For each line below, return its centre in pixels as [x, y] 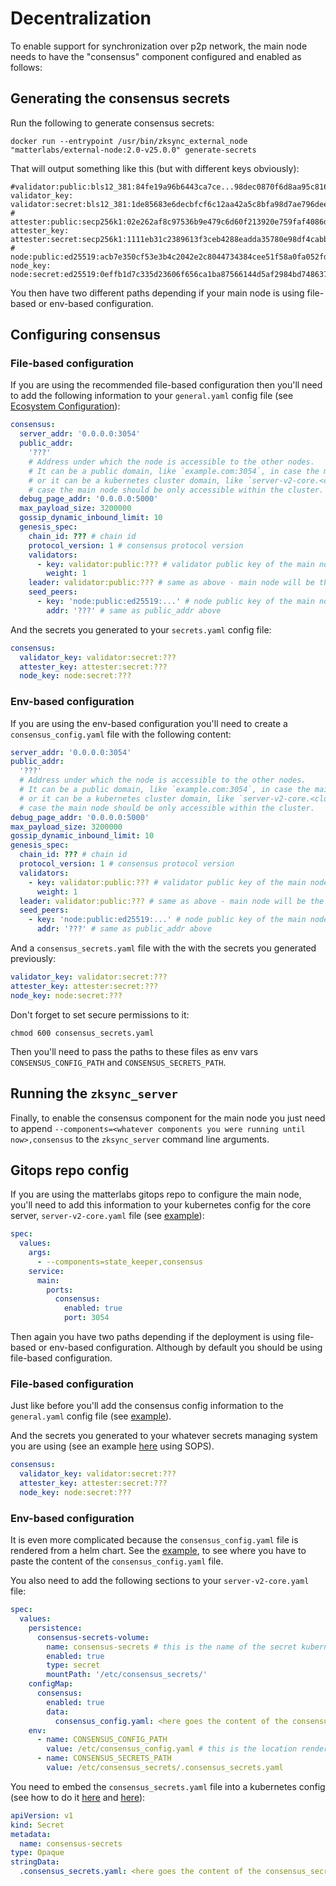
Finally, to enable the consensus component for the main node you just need [168, 1118]
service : [46, 1271]
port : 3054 [86, 1318]
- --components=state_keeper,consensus [119, 1262]
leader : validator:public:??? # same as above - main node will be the [172, 901]
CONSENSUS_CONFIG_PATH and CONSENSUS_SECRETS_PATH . [118, 1062]
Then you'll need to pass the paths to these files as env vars [134, 1051]
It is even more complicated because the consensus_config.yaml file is [154, 1540]
